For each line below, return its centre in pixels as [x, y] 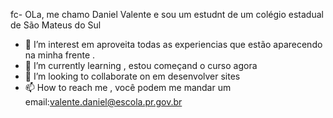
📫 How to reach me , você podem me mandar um [128, 87]
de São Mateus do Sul [56, 25]
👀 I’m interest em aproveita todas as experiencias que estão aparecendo [173, 44]
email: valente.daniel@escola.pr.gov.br [103, 102]
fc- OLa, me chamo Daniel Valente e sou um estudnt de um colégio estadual [167, 14]
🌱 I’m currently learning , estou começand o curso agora [141, 65]
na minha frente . [60, 55]
